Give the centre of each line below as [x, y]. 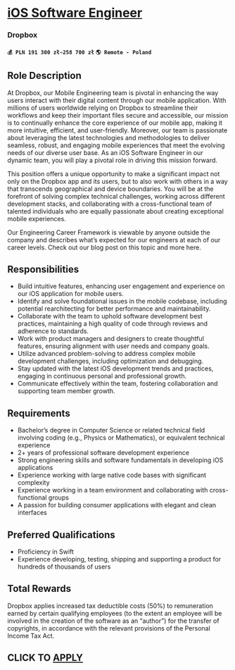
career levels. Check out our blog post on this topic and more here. [104, 247]
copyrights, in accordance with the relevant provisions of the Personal [109, 628]
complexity [34, 483]
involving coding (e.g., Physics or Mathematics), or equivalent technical [121, 438]
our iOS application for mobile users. [71, 294]
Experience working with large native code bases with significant [112, 475]
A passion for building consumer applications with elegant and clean [117, 505]
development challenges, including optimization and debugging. [110, 361]
